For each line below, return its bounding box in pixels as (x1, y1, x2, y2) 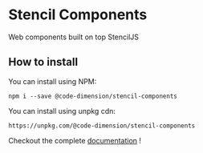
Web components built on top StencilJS (8, 32, 139, 42)
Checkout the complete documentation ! (8, 135, 142, 145)
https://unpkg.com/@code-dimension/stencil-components (8, 122, 196, 130)
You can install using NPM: (8, 76, 97, 86)
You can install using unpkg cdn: (8, 106, 116, 115)
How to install (8, 55, 79, 69)
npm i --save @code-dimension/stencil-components (8, 92, 178, 100)
